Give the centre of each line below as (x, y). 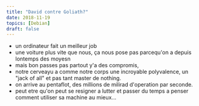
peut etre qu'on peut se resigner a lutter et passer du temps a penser (102, 91)
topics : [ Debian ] (28, 23)
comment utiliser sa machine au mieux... (66, 98)
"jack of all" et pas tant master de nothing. (68, 78)
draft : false (23, 29)
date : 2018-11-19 (28, 18)
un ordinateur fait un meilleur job (56, 46)
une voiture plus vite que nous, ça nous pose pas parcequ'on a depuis (103, 53)
